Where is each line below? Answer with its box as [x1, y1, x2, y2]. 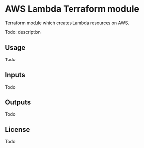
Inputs [5, 71, 26, 79]
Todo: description [5, 29, 41, 35]
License [5, 125, 30, 134]
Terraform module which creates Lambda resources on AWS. [5, 20, 130, 26]
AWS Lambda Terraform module [5, 3, 140, 15]
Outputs [5, 98, 31, 106]
